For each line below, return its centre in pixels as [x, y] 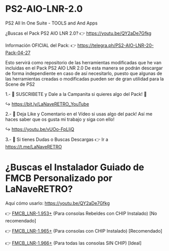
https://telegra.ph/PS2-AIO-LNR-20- [116, 45]
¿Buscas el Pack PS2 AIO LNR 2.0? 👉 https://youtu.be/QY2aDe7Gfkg [78, 33]
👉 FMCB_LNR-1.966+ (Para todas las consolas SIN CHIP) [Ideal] [73, 243]
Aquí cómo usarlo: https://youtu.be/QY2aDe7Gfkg [58, 203]
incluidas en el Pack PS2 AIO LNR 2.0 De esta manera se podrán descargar [84, 68]
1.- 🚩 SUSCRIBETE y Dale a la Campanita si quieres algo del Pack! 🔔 [76, 94]
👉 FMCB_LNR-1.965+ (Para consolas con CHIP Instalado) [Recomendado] [84, 231]
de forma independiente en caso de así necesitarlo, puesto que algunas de [84, 73]
